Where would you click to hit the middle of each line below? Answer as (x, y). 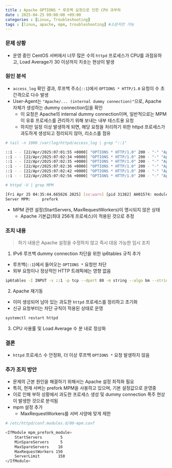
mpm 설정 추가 (28, 407)
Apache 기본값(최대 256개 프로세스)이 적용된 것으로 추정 (77, 216)
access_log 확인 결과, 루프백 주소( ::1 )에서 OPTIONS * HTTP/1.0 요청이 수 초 (89, 88)
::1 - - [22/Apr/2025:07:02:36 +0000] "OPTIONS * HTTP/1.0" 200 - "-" (82, 166)
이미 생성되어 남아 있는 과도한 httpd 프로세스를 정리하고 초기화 (75, 302)
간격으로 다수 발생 (30, 95)
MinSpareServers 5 (39, 442)
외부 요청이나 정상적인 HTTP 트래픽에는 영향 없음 (62, 271)
